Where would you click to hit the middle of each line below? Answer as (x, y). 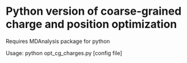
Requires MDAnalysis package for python (58, 41)
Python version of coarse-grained (94, 11)
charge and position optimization (91, 24)
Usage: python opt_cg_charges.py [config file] (64, 53)
